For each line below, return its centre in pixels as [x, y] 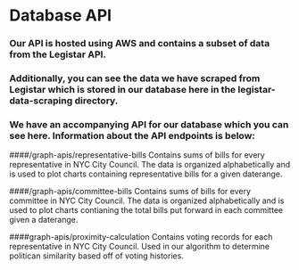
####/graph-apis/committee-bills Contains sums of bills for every [130, 192]
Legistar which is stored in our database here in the [123, 90]
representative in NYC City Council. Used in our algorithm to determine [140, 247]
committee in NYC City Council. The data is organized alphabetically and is [147, 200]
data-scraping [41, 101]
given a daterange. [44, 220]
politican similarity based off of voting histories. [97, 256]
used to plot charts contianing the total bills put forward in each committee [146, 210]
